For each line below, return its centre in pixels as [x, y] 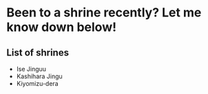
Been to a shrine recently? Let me [104, 13]
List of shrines [38, 52]
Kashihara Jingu [39, 76]
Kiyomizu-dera [38, 83]
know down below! [62, 27]
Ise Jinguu [31, 69]
